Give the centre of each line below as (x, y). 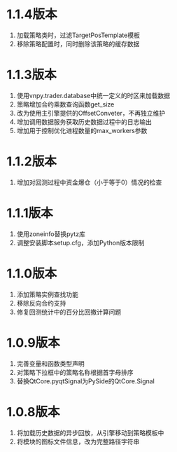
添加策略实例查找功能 (47, 294)
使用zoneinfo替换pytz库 (51, 234)
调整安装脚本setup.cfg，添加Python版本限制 (80, 242)
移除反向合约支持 (41, 303)
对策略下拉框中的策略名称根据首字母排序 (75, 372)
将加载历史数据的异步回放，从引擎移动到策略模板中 (90, 432)
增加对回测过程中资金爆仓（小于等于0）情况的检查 (89, 182)
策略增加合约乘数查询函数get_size (65, 104)
